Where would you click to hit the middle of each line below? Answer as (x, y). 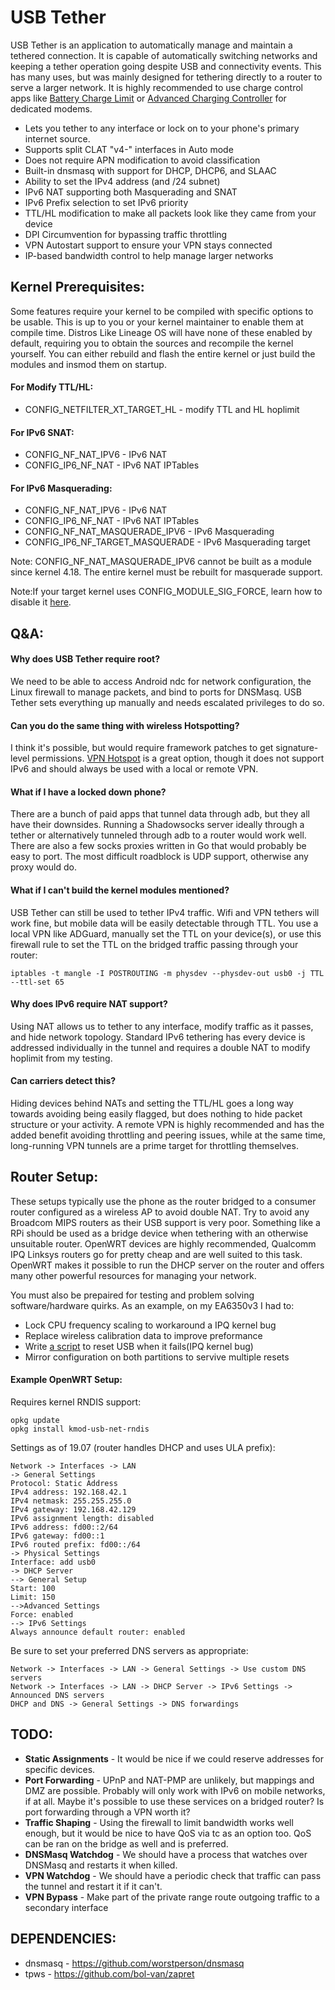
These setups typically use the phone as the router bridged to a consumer (163, 1201)
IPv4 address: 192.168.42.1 (69, 1492)
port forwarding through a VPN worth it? (107, 1812)
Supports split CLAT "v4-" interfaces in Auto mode (129, 149)
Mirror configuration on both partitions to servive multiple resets (157, 1357)
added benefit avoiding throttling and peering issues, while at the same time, (168, 1135)
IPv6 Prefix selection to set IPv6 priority (106, 202)
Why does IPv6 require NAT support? (89, 1004)
